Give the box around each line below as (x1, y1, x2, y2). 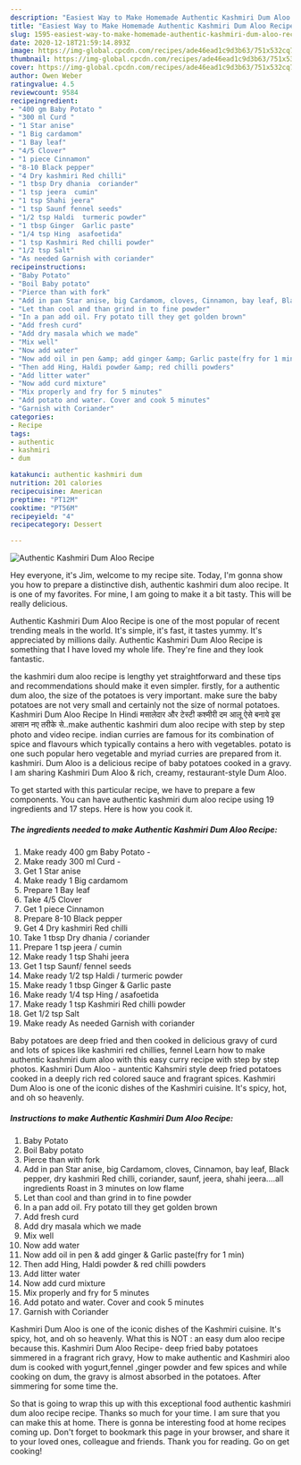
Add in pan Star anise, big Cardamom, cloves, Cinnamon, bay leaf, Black (22, 1164, 289, 1175)
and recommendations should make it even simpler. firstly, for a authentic (10, 681, 280, 692)
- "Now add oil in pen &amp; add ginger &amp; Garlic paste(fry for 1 (10, 354, 279, 363)
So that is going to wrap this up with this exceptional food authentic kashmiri (10, 1398, 291, 1410)
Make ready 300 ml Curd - (22, 856, 121, 867)
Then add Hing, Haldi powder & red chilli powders (22, 1259, 206, 1270)
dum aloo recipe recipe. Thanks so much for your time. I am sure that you (10, 1408, 280, 1418)
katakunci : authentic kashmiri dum (10, 471, 143, 480)
